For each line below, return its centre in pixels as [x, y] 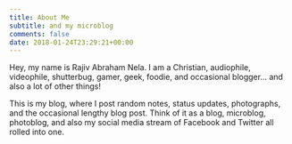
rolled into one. [37, 132]
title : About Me [39, 17]
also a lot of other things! [55, 86]
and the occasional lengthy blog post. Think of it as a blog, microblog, [138, 113]
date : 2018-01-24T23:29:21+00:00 [71, 42]
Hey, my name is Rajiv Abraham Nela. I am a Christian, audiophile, [130, 68]
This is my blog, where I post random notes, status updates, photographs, [145, 104]
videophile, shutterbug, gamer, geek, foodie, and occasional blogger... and [146, 77]
